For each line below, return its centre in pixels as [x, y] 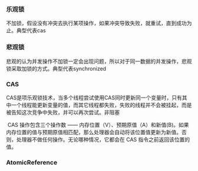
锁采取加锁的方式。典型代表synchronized [56, 68]
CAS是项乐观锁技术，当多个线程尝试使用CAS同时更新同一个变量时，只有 [94, 98]
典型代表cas [31, 31]
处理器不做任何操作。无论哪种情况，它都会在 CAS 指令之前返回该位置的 [103, 139]
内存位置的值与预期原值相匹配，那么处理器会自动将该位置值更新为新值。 [94, 132]
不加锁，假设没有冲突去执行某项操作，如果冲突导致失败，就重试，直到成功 [96, 23]
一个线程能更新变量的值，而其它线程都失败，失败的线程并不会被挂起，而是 [101, 105]
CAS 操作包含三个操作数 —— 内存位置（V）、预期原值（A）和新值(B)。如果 [98, 125]
